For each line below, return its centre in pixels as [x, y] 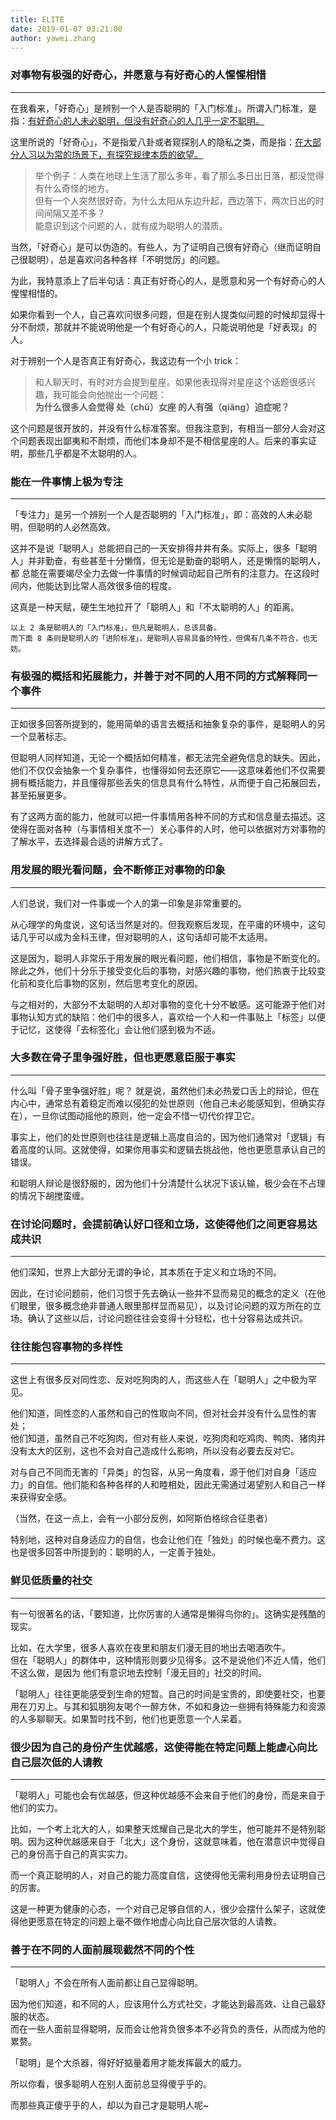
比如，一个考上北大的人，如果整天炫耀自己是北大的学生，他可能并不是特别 [163, 1829]
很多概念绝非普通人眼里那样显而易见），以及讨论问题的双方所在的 [178, 1306]
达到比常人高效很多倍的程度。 [115, 585]
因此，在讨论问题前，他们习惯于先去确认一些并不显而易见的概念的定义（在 [163, 1293]
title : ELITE [37, 19]
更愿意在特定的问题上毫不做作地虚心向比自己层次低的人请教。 [154, 1922]
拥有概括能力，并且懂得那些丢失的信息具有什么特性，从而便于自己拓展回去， [168, 783]
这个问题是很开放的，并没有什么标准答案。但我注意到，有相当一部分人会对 [163, 428]
